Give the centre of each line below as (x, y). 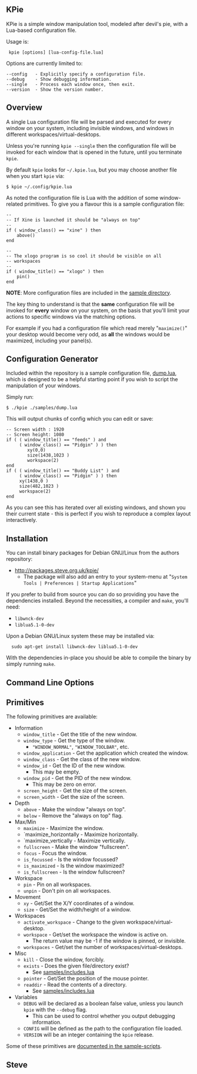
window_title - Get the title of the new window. (80, 734)
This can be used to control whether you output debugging (103, 1016)
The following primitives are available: (52, 717)
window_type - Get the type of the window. (74, 741)
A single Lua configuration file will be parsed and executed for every (89, 122)
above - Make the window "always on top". (75, 809)
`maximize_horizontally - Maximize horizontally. (81, 835)
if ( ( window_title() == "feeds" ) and (56, 440)
